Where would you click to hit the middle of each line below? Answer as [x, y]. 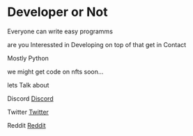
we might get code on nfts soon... [55, 71]
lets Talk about [28, 85]
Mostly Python [28, 58]
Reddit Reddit [27, 125]
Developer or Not [57, 12]
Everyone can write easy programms [60, 31]
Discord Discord [30, 99]
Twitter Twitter [28, 112]
